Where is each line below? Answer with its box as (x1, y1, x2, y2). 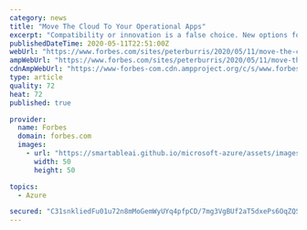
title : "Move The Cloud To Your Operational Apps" (9, 22, 206, 31)
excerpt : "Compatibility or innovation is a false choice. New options (9, 30, 288, 39)
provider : (9, 115, 48, 124)
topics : (9, 182, 39, 192)
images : (17, 141, 48, 150)
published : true (9, 98, 71, 108)
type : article (9, 73, 64, 82)
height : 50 (33, 165, 76, 174)
